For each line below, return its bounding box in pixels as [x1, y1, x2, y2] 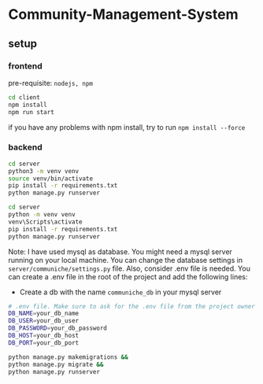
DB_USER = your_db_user [8, 317, 80, 325]
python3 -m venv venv [8, 167, 80, 175]
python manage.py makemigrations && [8, 353, 128, 361]
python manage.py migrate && [8, 360, 104, 368]
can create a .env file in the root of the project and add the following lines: [8, 271, 248, 281]
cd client [8, 93, 41, 102]
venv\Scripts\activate [8, 218, 83, 226]
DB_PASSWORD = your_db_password [8, 324, 108, 332]
